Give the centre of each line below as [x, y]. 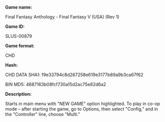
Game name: [19, 7]
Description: [18, 94]
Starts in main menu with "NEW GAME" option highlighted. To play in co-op [83, 104]
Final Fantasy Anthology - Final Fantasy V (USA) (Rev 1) [62, 17]
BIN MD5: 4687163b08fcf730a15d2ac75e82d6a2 [56, 84]
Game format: [20, 46]
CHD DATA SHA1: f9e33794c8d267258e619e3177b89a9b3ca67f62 [74, 75]
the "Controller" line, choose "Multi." [43, 114]
